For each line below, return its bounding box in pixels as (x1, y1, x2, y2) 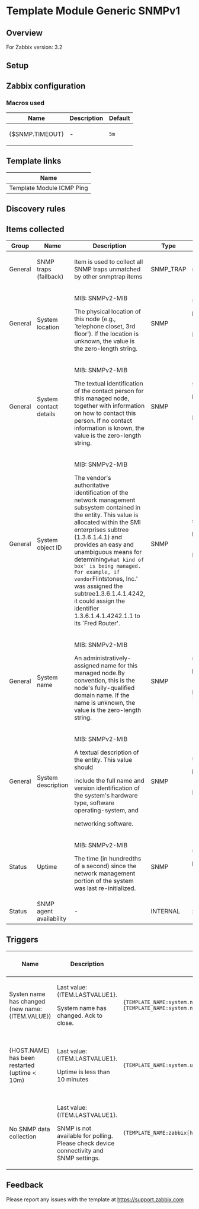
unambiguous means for (73, 548, 142, 556)
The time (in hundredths (73, 854, 142, 863)
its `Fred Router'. (73, 619, 120, 628)
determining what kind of (73, 555, 145, 564)
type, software (73, 799, 114, 807)
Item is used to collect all (73, 258, 143, 266)
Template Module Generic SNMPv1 (6, 4, 181, 18)
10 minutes (57, 1075, 89, 1083)
